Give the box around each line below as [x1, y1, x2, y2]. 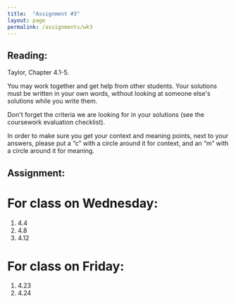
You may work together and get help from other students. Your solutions [7, 82, 217, 90]
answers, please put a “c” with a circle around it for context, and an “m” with [7, 139, 229, 148]
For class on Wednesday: [7, 195, 159, 211]
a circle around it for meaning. [7, 147, 95, 155]
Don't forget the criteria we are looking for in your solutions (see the [7, 111, 204, 119]
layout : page [7, 17, 46, 24]
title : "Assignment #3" [7, 10, 80, 18]
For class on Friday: [7, 258, 125, 274]
